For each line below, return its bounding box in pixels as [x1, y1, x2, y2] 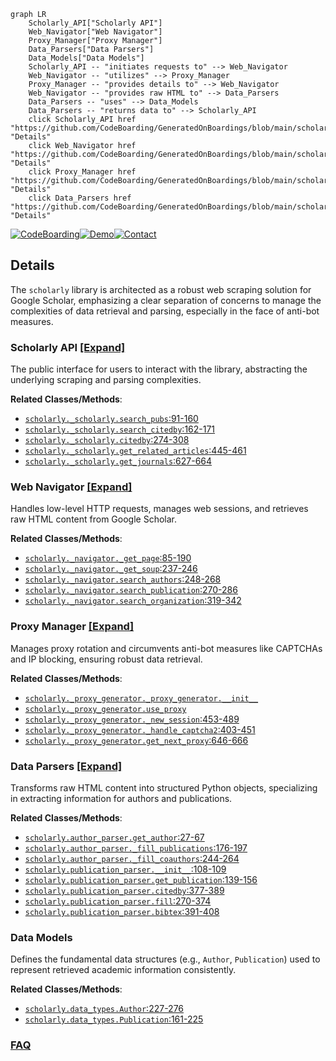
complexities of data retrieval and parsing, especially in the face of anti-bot [10, 305, 320, 317]
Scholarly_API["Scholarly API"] [28, 18, 163, 28]
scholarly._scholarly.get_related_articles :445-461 [24, 445, 247, 457]
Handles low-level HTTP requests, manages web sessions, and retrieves [10, 503, 309, 515]
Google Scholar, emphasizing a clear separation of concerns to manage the [10, 294, 322, 306]
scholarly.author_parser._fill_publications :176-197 [24, 842, 248, 854]
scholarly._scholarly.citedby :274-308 [24, 434, 190, 446]
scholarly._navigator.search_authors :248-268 [24, 573, 222, 585]
